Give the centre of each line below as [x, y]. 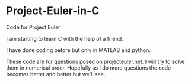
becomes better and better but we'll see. [56, 74]
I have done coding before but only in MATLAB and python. [79, 50]
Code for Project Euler [33, 27]
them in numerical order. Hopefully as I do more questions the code [89, 68]
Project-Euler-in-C [53, 11]
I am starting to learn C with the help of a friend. [65, 38]
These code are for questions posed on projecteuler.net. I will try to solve [95, 61]
